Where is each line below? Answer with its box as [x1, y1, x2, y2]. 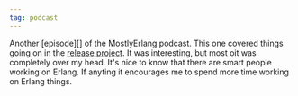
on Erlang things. [9, 75, 73, 86]
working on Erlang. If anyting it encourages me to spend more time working [9, 66, 290, 77]
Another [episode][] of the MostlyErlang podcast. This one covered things [9, 38, 284, 48]
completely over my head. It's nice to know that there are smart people [9, 57, 272, 67]
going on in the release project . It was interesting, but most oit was [9, 47, 257, 58]
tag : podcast [9, 13, 59, 22]
